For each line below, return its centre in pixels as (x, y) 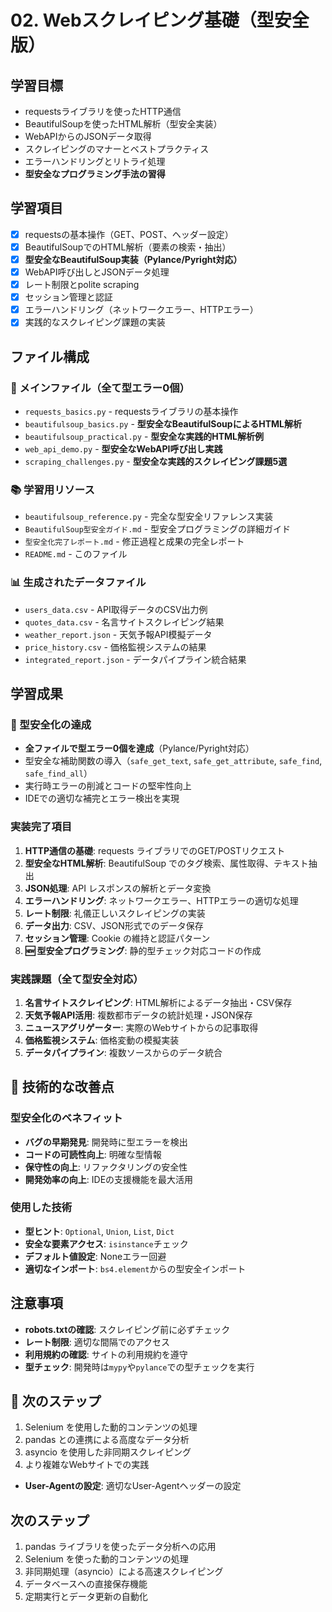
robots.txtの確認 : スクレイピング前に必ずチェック (127, 1329)
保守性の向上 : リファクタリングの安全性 (106, 1167)
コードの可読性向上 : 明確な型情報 (93, 1154)
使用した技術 (41, 1208)
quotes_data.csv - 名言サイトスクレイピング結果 (124, 622)
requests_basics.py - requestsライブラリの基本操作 (131, 411)
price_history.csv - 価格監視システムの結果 (115, 647)
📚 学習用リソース (52, 489)
